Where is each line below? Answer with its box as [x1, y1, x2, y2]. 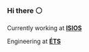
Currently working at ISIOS [7, 24, 82, 32]
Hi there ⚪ [7, 5, 43, 15]
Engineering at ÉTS [7, 37, 61, 46]
